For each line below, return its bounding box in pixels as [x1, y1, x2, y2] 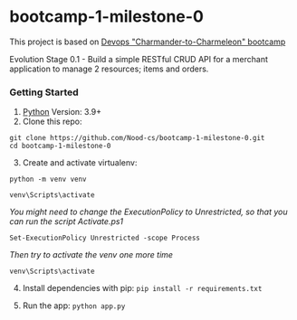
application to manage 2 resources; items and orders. [9, 63, 209, 74]
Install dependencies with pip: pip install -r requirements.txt [22, 283, 263, 294]
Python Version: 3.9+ [22, 107, 102, 118]
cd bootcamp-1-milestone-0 [9, 142, 111, 151]
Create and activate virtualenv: [22, 157, 138, 168]
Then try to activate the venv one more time [9, 249, 174, 260]
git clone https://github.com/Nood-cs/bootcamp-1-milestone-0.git [9, 134, 265, 143]
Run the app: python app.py [22, 300, 126, 311]
